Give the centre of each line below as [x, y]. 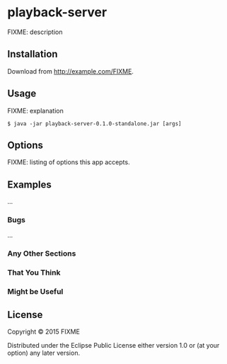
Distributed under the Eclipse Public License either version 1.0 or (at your [113, 346]
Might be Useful [35, 292]
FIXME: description [35, 32]
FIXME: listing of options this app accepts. [69, 162]
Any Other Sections [42, 254]
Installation [33, 54]
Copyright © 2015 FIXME [43, 332]
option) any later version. [43, 353]
